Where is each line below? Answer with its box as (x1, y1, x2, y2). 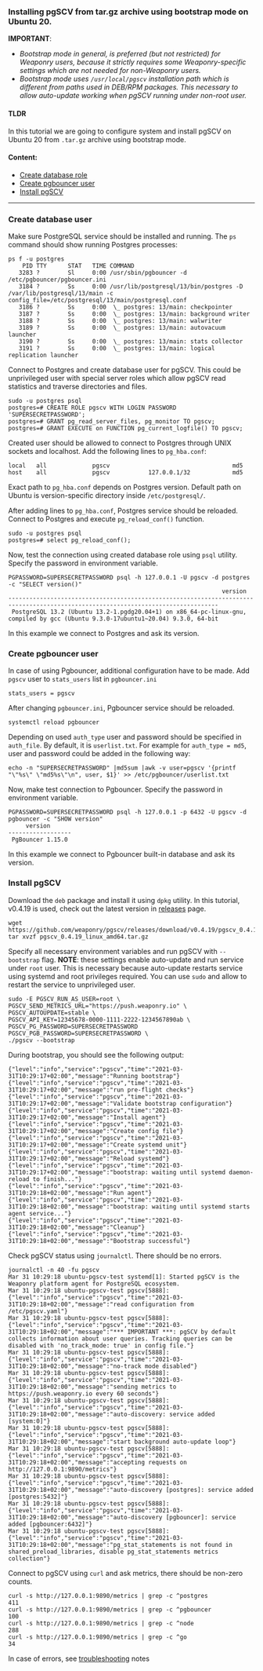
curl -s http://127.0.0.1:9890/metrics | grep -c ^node (8, 1619, 194, 1627)
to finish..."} (32, 1175, 82, 1183)
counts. (8, 1577, 33, 1586)
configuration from (130, 1300, 194, 1308)
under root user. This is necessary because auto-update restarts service (8, 963, 243, 972)
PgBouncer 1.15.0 (11, 835, 68, 844)
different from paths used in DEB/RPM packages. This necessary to (19, 82, 239, 92)
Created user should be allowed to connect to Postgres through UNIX (8, 438, 232, 448)
